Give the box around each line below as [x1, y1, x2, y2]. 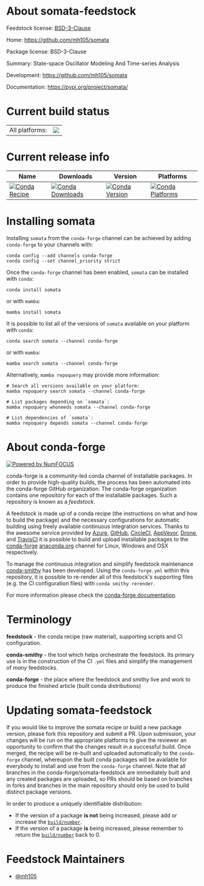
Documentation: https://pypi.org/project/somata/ [6, 83, 128, 91]
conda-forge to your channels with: [6, 241, 93, 248]
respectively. [6, 548, 38, 555]
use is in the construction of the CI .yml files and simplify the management [6, 658, 192, 665]
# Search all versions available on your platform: [6, 383, 140, 389]
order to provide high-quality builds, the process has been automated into [6, 478, 191, 486]
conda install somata [6, 287, 61, 293]
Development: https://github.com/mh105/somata [6, 71, 127, 78]
